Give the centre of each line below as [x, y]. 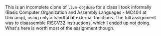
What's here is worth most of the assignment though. [60, 28]
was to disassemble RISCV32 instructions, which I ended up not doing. [78, 23]
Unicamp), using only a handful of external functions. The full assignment [80, 18]
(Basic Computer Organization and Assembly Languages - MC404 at [76, 12]
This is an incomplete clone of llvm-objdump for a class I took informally [79, 7]
